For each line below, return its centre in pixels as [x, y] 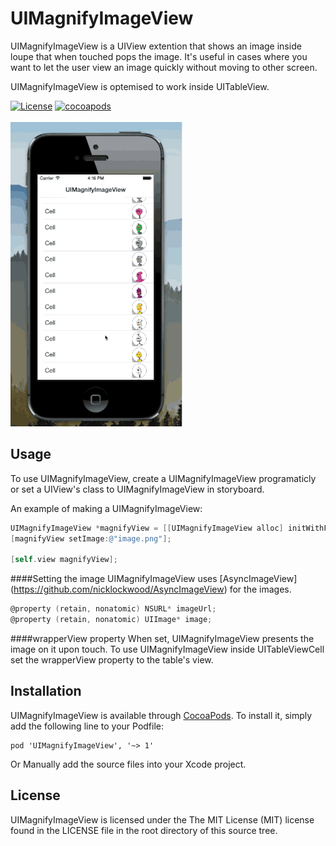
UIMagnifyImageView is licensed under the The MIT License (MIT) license [162, 819]
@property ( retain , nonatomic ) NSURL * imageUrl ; [113, 609]
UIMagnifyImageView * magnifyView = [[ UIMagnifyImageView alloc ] [147, 528]
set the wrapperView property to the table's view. [112, 660]
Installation [46, 691]
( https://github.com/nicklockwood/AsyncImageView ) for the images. [151, 589]
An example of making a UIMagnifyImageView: [106, 508]
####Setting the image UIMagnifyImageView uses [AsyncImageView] [154, 579]
